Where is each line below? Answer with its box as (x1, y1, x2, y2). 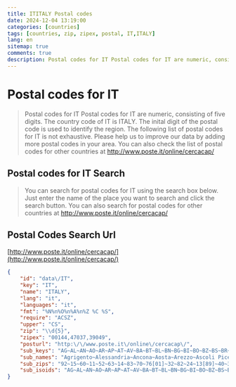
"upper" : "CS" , (20, 321, 65, 328)
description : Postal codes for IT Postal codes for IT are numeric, (7, 56, 212, 63)
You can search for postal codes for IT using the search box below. (24, 186, 219, 194)
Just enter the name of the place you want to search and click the (24, 193, 216, 202)
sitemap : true (7, 43, 49, 50)
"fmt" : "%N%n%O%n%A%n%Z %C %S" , (20, 307, 114, 315)
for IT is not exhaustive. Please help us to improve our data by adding (24, 132, 225, 141)
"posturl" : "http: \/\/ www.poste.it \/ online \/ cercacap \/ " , (20, 341, 193, 348)
